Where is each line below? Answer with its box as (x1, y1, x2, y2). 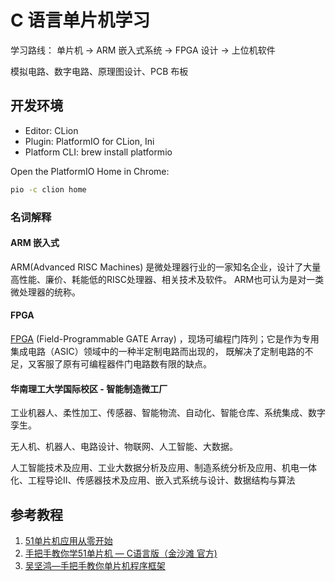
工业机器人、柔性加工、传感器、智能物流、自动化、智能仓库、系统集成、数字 (10, 407, 326, 419)
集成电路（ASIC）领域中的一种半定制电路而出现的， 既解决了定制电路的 (10, 345, 305, 357)
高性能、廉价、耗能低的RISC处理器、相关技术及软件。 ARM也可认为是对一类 (10, 273, 325, 285)
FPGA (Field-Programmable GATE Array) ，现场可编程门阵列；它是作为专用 (10, 332, 320, 345)
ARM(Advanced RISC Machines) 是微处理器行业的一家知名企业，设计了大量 (10, 261, 322, 273)
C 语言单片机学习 (10, 9, 151, 32)
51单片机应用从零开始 (24, 534, 113, 546)
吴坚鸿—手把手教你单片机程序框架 (24, 559, 166, 571)
